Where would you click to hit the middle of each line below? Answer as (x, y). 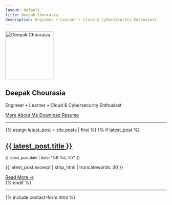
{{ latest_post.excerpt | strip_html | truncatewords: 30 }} (64, 167)
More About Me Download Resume (42, 115)
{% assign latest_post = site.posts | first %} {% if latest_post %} (73, 130)
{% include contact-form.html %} (40, 197)
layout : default (23, 10)
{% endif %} (18, 183)
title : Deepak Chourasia (32, 15)
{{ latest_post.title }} (39, 146)
